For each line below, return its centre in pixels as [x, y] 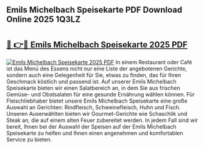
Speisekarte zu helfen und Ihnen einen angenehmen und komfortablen [95, 133]
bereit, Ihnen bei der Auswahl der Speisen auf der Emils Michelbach [91, 126]
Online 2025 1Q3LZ [44, 20]
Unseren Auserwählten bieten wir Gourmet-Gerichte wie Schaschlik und [97, 114]
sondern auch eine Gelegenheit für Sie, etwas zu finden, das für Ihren [94, 75]
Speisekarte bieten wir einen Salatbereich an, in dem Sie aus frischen [93, 88]
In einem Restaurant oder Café [154, 62]
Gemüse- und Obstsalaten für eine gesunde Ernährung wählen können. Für [100, 94]
